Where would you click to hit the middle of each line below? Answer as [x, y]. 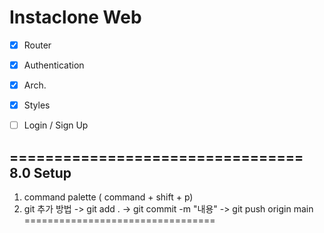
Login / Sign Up [56, 125]
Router [37, 45]
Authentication [54, 65]
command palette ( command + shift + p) [108, 197]
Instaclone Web [75, 17]
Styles [37, 105]
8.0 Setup [40, 172]
